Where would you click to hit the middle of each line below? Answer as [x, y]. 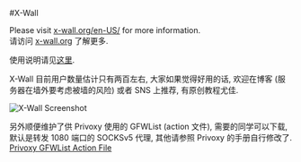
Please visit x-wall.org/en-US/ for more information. [105, 30]
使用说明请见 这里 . [42, 60]
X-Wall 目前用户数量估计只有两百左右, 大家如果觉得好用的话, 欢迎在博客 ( [144, 79]
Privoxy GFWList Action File [61, 148]
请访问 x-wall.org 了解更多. [59, 41]
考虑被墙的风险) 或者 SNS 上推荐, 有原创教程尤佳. [147, 90]
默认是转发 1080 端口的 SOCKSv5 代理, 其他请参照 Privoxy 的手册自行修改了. [150, 137]
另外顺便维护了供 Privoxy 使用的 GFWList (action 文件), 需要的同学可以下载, [149, 126]
